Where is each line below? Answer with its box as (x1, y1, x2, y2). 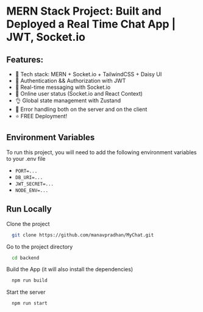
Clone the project (6, 220, 50, 227)
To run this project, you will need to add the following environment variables (6, 148, 197, 156)
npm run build (12, 277, 48, 284)
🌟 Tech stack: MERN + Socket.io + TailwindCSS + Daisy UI (15, 71, 162, 77)
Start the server (6, 288, 46, 296)
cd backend (12, 255, 40, 261)
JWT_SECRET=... (15, 181, 54, 187)
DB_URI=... (15, 174, 43, 180)
